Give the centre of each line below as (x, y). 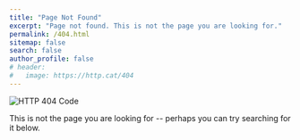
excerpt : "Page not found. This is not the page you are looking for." (146, 26)
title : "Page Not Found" (56, 17)
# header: (28, 68)
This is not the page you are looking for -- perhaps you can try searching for (150, 118)
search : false (36, 51)
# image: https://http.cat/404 (72, 76)
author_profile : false (51, 59)
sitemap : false (38, 42)
